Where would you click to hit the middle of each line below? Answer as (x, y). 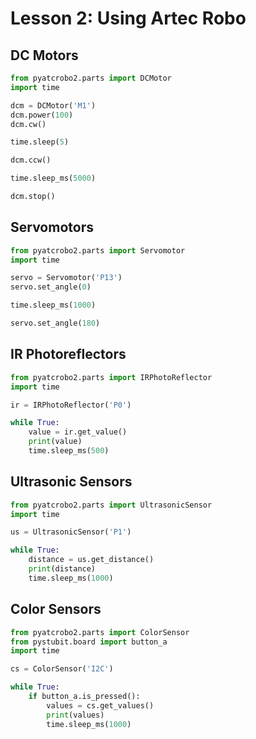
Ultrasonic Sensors (71, 482)
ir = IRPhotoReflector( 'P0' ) (71, 405)
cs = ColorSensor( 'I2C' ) (62, 669)
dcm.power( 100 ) (42, 115)
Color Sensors (56, 609)
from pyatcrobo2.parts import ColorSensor (100, 632)
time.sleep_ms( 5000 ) (53, 178)
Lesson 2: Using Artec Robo (128, 18)
